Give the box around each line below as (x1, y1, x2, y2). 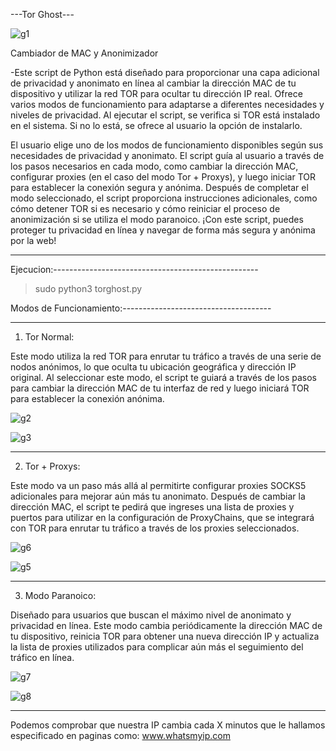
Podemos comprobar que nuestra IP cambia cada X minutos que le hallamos (10, 719, 326, 731)
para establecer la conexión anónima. (10, 393, 165, 404)
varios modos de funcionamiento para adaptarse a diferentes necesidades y (10, 99, 325, 110)
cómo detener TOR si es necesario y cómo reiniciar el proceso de (10, 203, 281, 214)
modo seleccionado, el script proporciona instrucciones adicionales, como (10, 192, 318, 204)
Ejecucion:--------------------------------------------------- (10, 264, 259, 275)
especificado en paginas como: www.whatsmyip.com (10, 730, 231, 741)
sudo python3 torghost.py (34, 283, 143, 294)
